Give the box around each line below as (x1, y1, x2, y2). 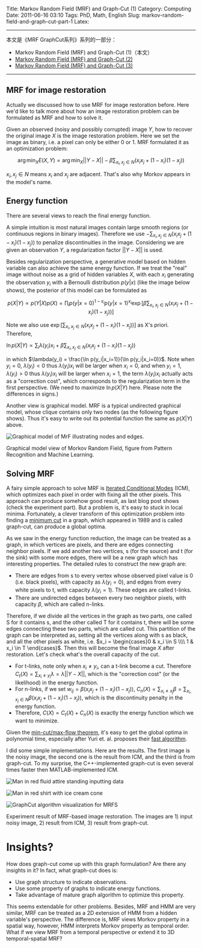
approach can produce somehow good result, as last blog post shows (6, 498, 179, 505)
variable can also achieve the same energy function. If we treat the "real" (6, 265, 188, 272)
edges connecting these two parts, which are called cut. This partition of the (6, 625, 196, 632)
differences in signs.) (6, 390, 59, 397)
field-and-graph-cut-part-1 (6, 18, 73, 25)
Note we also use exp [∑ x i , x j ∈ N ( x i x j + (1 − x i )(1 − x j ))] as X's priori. (6, 321, 170, 330)
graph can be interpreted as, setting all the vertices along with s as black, (6, 631, 188, 639)
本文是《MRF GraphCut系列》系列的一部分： (6, 36, 117, 43)
